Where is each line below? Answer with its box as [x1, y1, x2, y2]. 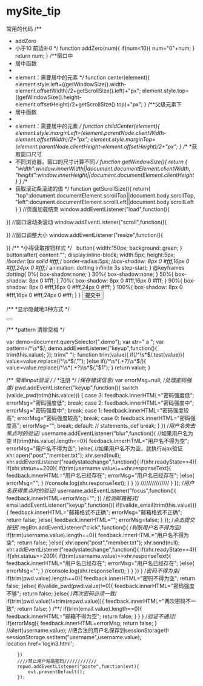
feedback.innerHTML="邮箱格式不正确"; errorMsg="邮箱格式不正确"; [10, 509, 182, 516]
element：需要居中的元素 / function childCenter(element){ [15, 122, 160, 129]
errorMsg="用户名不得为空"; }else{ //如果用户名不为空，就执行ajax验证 [6, 445, 183, 452]
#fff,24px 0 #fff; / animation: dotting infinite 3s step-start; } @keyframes [6, 264, 185, 271]
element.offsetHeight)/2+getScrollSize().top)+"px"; [15, 100, 143, 108]
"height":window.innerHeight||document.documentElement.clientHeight [15, 171, 195, 179]
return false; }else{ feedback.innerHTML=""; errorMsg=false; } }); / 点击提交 [6, 516, 195, 523]
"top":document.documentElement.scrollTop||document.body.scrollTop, [15, 191, 196, 199]
